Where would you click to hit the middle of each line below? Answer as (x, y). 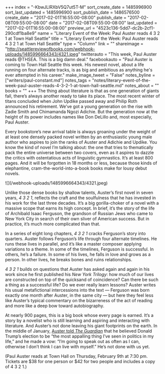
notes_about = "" (142, 85)
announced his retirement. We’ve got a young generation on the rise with (79, 106)
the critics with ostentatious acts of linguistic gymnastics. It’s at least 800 (79, 158)
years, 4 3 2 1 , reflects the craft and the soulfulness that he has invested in (81, 198)
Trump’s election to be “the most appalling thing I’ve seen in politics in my (80, 336)
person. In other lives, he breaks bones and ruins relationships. (69, 260)
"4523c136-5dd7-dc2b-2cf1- (125, 28)
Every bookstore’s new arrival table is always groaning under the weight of (81, 132)
